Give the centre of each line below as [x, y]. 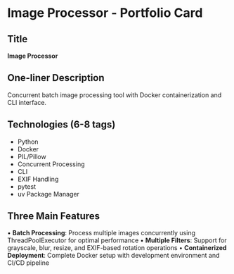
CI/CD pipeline [28, 263]
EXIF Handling [38, 179]
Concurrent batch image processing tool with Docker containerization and [115, 95]
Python [28, 142]
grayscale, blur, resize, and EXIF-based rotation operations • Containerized [117, 248]
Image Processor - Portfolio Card [105, 13]
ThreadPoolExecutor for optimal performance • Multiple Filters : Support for [117, 240]
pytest [27, 186]
